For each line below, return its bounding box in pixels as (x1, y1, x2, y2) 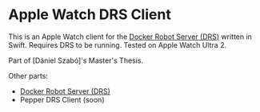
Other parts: (8, 71, 48, 80)
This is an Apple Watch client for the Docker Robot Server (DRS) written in (8, 32, 252, 41)
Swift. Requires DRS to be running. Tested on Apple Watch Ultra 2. (8, 40, 226, 49)
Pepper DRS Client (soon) (19, 95, 105, 104)
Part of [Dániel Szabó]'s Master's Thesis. (8, 56, 144, 65)
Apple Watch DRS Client (8, 6, 172, 24)
